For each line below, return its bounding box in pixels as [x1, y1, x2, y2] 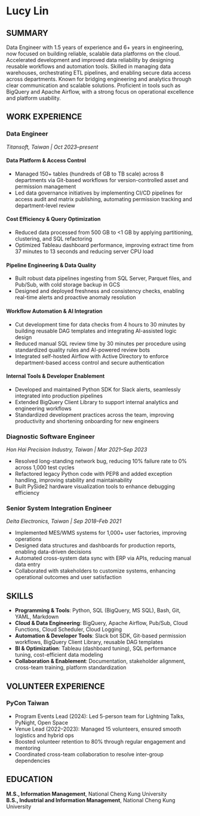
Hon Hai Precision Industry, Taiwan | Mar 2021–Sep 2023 [6, 446, 147, 453]
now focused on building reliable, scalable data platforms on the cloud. [6, 50, 181, 57]
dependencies [14, 757, 51, 764]
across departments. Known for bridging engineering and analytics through [6, 76, 192, 82]
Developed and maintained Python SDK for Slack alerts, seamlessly [14, 386, 181, 393]
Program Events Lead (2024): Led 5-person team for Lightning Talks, [14, 712, 185, 720]
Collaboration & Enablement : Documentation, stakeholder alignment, [14, 658, 186, 665]
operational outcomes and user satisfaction [14, 574, 122, 581]
